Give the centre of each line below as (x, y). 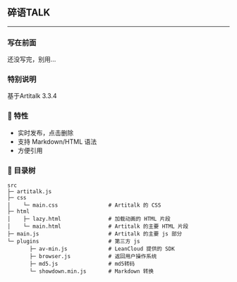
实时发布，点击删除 (45, 133)
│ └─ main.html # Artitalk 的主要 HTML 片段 (98, 226)
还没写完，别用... (32, 59)
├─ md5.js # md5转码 (82, 264)
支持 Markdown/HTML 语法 (57, 141)
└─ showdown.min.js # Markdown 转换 (91, 271)
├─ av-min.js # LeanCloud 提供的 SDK (102, 249)
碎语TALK (29, 13)
